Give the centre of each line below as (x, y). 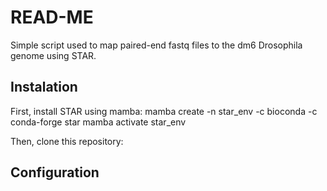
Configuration (55, 172)
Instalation (44, 87)
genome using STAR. (53, 55)
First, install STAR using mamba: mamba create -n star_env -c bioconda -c (164, 111)
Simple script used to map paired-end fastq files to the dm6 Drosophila (156, 45)
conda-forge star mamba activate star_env (98, 122)
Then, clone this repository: (67, 141)
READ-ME (52, 17)
